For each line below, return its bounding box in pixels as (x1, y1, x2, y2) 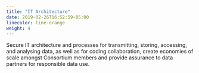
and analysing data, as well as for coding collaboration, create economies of (6, 48, 194, 55)
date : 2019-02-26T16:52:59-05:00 (6, 14, 89, 20)
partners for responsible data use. (6, 61, 90, 68)
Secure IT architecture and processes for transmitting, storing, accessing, (6, 42, 188, 49)
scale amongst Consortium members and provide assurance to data (6, 54, 173, 61)
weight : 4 (6, 25, 31, 31)
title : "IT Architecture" (6, 8, 70, 15)
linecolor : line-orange (6, 20, 66, 26)
